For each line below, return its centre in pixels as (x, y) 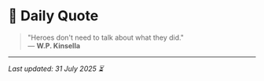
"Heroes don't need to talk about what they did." (106, 37)
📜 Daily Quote (53, 16)
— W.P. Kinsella (54, 45)
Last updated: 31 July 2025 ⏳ (56, 69)
